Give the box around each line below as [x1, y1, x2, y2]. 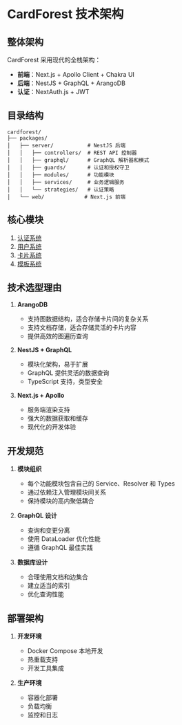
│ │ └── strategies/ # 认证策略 [7, 186, 115, 193]
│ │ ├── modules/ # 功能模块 [7, 171, 115, 178]
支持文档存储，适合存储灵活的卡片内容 [27, 323, 136, 332]
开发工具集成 [27, 664, 64, 672]
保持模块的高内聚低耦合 [27, 497, 94, 505]
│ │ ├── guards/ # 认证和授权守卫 [7, 164, 130, 171]
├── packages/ [7, 134, 48, 142]
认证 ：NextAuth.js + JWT [17, 88, 90, 95]
